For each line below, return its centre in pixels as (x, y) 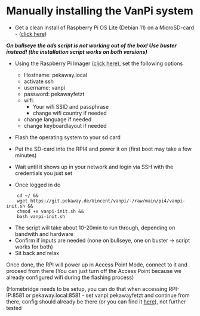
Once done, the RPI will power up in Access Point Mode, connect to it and (97, 265)
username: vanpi (44, 87)
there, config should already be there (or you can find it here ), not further (96, 301)
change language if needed (58, 119)
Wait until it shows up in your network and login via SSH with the (94, 167)
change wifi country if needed (70, 113)
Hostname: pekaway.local (56, 75)
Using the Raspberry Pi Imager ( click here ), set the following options (99, 63)
